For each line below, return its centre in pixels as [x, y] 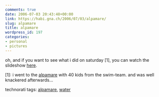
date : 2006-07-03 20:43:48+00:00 [39, 14]
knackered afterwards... [29, 80]
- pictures [16, 46]
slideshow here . [21, 65]
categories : [17, 37]
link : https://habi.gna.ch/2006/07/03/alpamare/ [56, 19]
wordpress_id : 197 [24, 32]
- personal [16, 42]
